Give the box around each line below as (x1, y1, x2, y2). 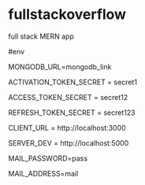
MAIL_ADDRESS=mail (8, 168, 79, 178)
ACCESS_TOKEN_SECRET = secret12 (8, 92, 128, 102)
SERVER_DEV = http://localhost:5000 (8, 138, 129, 147)
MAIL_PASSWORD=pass (8, 154, 88, 163)
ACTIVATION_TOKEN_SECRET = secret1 (8, 77, 138, 87)
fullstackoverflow (8, 6, 127, 24)
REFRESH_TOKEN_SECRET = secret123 (8, 108, 136, 117)
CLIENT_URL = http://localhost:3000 (8, 123, 126, 132)
